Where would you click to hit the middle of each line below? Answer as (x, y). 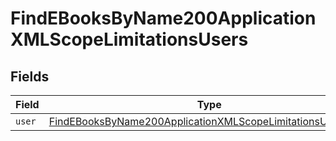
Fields (30, 76)
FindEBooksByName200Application (163, 18)
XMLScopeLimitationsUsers (129, 39)
